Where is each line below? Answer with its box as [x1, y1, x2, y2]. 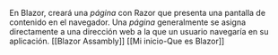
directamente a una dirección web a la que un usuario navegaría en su [9, 27, 269, 36]
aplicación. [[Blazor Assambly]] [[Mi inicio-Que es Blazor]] [9, 35, 225, 46]
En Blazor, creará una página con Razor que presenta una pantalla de [9, 8, 266, 18]
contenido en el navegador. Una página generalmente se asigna [9, 17, 247, 27]
